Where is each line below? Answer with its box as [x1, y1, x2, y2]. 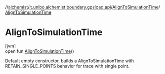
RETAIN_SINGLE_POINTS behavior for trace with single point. [5, 63, 130, 69]
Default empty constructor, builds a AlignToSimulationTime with [5, 58, 134, 64]
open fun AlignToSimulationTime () [5, 48, 74, 54]
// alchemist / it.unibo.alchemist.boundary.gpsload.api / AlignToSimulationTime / [5, 4, 161, 10]
